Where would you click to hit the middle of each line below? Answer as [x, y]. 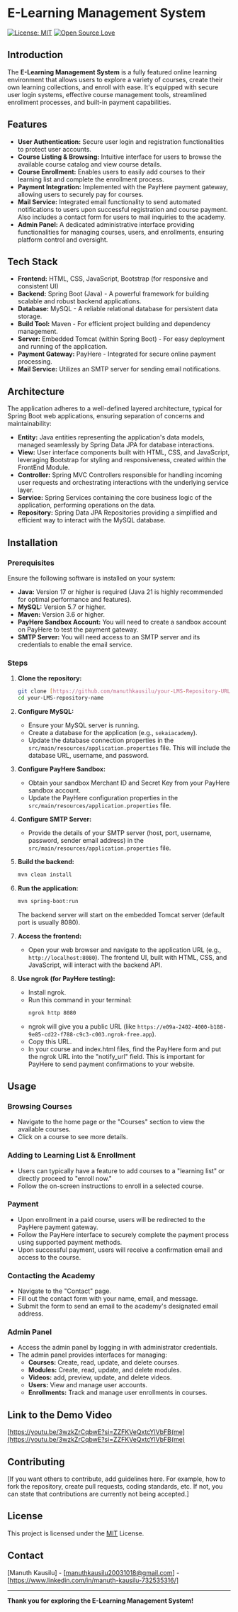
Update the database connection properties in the [101, 740]
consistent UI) [38, 286]
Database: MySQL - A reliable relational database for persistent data [118, 309]
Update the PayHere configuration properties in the [103, 797]
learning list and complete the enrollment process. [91, 179]
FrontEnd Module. [44, 468]
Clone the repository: [50, 678]
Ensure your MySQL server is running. [84, 725]
